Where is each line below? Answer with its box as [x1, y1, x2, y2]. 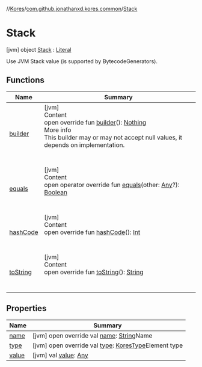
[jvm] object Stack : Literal [6, 46, 72, 53]
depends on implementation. [44, 141, 125, 149]
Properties [6, 303, 47, 313]
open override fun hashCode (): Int [44, 228, 141, 236]
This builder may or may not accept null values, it [44, 133, 182, 141]
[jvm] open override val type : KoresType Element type [32, 341, 183, 350]
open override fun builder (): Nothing [44, 118, 147, 126]
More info [44, 126, 72, 134]
